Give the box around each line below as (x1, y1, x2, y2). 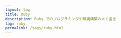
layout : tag (5, 7, 30, 12)
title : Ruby (5, 12, 30, 17)
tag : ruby (5, 21, 26, 26)
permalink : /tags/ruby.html (5, 26, 64, 31)
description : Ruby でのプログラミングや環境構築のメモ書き (5, 16, 116, 21)
